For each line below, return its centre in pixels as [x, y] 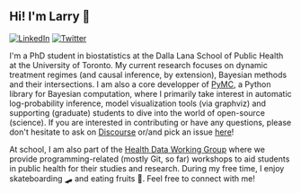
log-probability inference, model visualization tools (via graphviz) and [138, 103]
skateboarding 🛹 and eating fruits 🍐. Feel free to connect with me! [133, 178]
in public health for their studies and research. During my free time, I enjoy [147, 168]
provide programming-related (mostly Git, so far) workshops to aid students [150, 159]
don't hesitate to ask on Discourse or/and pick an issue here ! [122, 132]
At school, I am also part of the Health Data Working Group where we [137, 149]
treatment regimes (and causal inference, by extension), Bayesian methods [148, 75]
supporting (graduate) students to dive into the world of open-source [137, 112]
